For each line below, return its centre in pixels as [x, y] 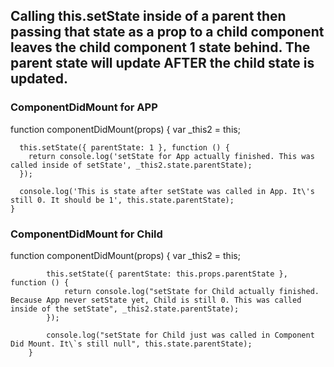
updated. [39, 79]
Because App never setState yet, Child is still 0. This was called [156, 300]
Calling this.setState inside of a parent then [148, 16]
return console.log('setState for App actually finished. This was [171, 156]
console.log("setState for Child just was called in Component [180, 335]
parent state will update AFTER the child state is [162, 63]
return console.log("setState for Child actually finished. [191, 291]
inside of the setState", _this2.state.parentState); [125, 309]
